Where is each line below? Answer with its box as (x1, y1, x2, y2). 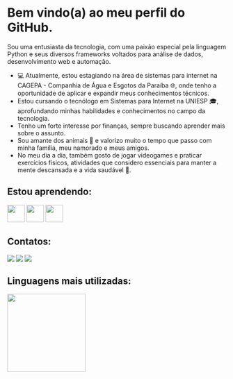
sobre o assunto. (17, 128, 66, 137)
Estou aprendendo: (7, 186, 92, 198)
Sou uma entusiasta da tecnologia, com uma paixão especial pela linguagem (7, 42, 227, 51)
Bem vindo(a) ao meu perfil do (7, 5, 186, 21)
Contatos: (7, 236, 51, 248)
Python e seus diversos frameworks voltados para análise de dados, (7, 50, 204, 58)
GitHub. (7, 19, 54, 35)
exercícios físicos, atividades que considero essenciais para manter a (17, 158, 217, 167)
